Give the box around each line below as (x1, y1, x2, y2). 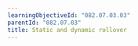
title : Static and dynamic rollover (7, 26, 127, 34)
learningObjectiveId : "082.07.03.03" (7, 11, 131, 19)
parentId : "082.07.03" (7, 19, 82, 27)
